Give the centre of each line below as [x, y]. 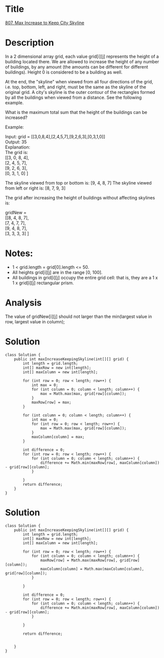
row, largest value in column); [35, 321]
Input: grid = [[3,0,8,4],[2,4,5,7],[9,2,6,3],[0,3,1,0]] [55, 136]
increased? [16, 117]
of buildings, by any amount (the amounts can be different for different [77, 67]
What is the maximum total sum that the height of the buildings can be [76, 112]
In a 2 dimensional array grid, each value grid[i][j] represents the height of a [82, 56]
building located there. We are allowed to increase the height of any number [82, 61]
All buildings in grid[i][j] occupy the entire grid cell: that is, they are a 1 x [85, 277]
